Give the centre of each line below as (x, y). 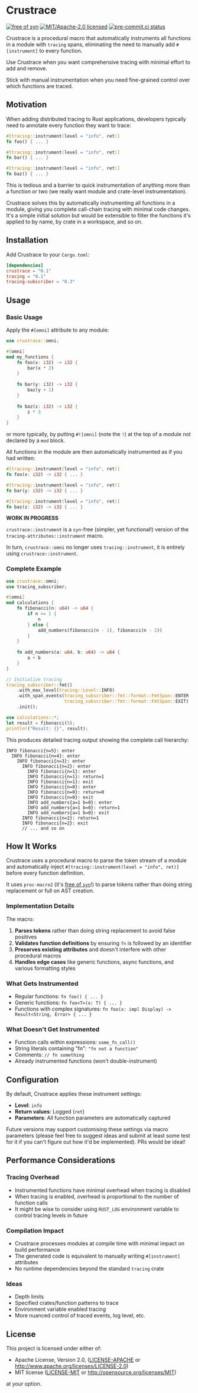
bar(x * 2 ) (41, 368)
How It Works (32, 846)
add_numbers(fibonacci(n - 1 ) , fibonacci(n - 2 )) (100, 630)
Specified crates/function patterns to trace (67, 1303)
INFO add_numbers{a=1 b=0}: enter (70, 802)
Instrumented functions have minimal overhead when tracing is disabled (103, 1190)
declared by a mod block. (36, 440)
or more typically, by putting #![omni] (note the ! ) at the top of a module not (98, 434)
